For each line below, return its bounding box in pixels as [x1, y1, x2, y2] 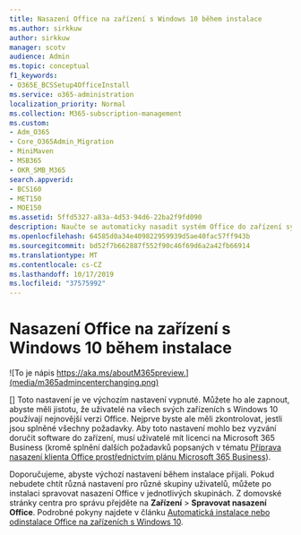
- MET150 [9, 194, 42, 203]
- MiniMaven [9, 147, 54, 156]
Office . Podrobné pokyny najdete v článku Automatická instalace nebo [9, 507, 271, 518]
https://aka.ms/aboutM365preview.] [56, 367, 190, 378]
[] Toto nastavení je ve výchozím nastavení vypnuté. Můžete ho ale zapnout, [9, 394, 290, 405]
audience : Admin [9, 52, 70, 62]
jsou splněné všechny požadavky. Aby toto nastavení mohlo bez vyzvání [9, 423, 277, 434]
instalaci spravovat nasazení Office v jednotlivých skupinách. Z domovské [9, 488, 282, 499]
